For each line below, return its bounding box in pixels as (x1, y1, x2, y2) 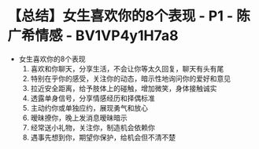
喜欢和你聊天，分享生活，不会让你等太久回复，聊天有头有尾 (30, 64, 224, 73)
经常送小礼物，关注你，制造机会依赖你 (30, 122, 155, 132)
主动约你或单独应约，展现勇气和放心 (30, 103, 149, 112)
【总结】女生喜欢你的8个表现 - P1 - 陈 (7, 7, 251, 25)
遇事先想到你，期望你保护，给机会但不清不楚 (30, 133, 176, 142)
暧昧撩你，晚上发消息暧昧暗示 (30, 113, 128, 122)
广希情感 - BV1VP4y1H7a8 (7, 27, 179, 45)
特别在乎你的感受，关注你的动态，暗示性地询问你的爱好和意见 (30, 74, 231, 83)
